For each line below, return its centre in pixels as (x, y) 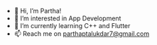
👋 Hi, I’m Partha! (38, 11)
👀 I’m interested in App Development (67, 18)
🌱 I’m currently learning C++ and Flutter (72, 26)
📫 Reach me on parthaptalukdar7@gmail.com (82, 34)
